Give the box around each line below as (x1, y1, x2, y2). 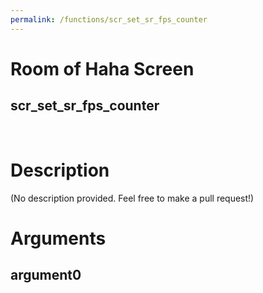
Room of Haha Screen (10, 57, 195, 80)
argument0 (10, 267, 82, 284)
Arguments (10, 227, 107, 250)
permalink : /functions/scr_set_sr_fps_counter (10, 14, 208, 25)
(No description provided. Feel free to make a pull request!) (10, 192, 255, 204)
